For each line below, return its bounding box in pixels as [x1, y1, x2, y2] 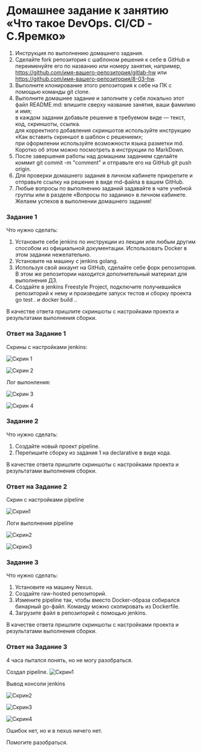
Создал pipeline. [6, 668, 48, 676]
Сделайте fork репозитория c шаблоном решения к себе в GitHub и [15, 56, 191, 63]
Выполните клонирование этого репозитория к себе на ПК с [15, 81, 172, 88]
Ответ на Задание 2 [6, 482, 68, 491]
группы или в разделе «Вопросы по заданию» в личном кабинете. [15, 191, 187, 198]
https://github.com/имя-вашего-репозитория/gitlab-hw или [15, 68, 168, 76]
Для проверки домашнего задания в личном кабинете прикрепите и [15, 171, 193, 179]
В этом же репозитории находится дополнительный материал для [15, 270, 187, 278]
